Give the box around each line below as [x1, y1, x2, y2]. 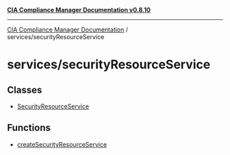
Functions [7, 122, 51, 134]
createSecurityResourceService [16, 140, 107, 148]
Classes [7, 84, 42, 95]
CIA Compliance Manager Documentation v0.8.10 [7, 6, 151, 14]
